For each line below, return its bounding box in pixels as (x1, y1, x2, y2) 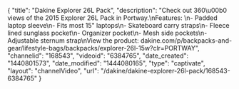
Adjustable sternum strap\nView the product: (7, 36, 139, 45)
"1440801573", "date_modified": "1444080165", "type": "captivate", (7, 59, 205, 67)
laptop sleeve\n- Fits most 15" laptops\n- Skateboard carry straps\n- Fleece (7, 21, 230, 29)
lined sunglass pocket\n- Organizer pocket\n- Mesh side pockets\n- (7, 28, 208, 37)
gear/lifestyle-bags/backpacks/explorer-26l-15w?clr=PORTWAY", (7, 44, 200, 52)
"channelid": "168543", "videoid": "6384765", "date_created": (7, 51, 189, 60)
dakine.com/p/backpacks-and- (140, 36, 233, 45)
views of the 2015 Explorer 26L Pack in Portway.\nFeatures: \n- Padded (7, 14, 218, 22)
